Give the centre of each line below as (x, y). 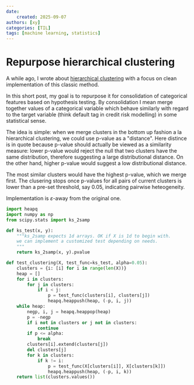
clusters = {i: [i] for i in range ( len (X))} (72, 268)
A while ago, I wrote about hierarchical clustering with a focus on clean (91, 78)
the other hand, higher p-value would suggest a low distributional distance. (96, 163)
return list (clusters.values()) (56, 377)
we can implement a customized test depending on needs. (87, 241)
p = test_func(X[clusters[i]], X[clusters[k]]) (107, 366)
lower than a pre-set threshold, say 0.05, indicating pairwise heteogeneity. (96, 187)
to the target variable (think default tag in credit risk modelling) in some (91, 115)
